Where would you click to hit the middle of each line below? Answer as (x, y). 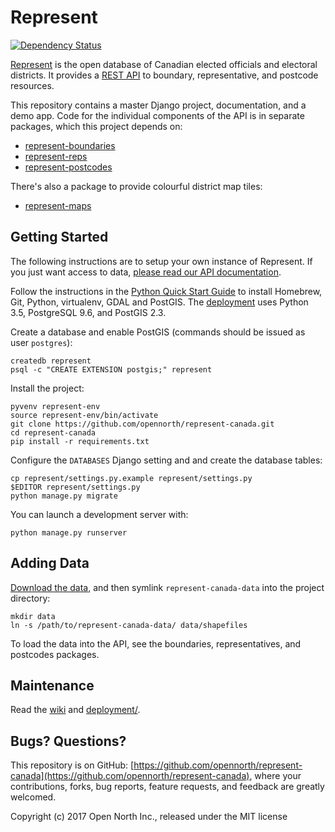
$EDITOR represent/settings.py (75, 487)
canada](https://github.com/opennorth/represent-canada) (130, 776)
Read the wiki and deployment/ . (75, 710)
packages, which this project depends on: (96, 126)
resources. (32, 85)
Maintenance (52, 685)
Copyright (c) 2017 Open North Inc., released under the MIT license (149, 817)
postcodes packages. (55, 654)
